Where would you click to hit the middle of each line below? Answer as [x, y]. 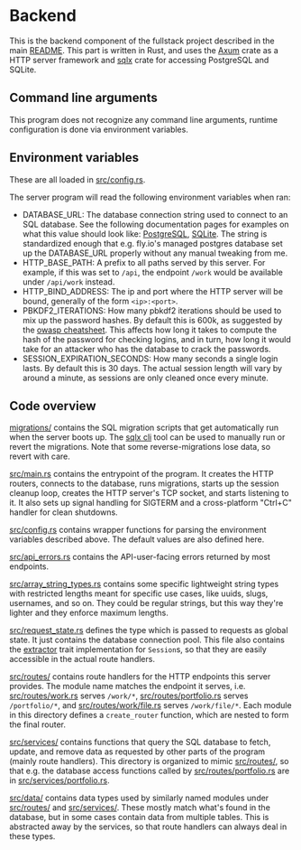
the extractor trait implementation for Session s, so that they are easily [138, 649]
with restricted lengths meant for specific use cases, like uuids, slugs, [139, 593]
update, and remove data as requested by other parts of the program [137, 752]
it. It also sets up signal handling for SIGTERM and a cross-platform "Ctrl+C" [151, 503]
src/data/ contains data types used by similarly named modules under [139, 798]
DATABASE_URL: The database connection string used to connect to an [155, 214]
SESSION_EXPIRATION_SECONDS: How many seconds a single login [150, 359]
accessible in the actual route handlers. [82, 659]
